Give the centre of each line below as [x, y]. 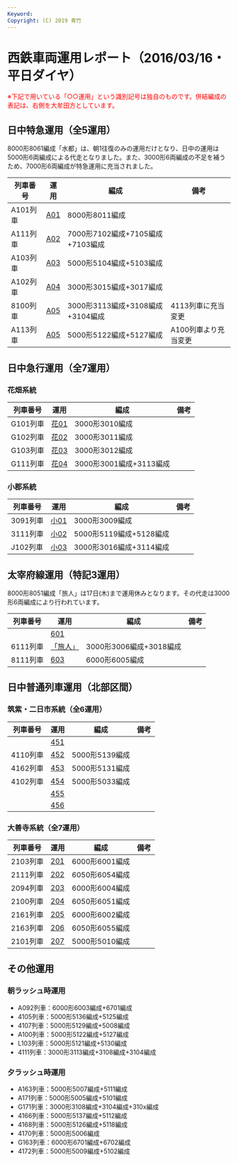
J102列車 [27, 548]
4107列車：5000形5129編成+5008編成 [74, 1025]
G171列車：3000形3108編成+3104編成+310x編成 [88, 1107]
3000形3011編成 [103, 437]
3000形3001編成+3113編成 [122, 464]
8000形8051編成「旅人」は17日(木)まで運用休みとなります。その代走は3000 [119, 593]
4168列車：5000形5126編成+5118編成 [73, 1125]
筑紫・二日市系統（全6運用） [57, 710]
